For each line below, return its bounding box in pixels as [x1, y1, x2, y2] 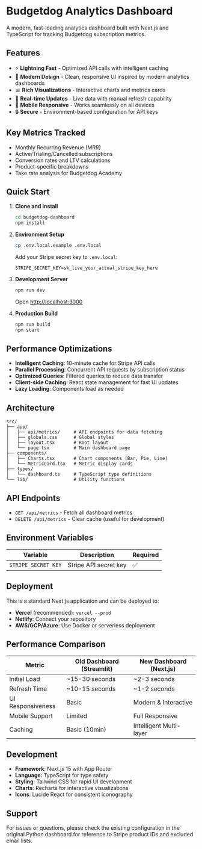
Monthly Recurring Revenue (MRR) [14, 143, 101, 151]
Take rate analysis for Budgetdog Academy [14, 169, 122, 176]
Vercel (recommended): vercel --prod [14, 609, 111, 616]
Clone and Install [14, 203, 58, 210]
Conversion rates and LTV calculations [14, 157, 111, 164]
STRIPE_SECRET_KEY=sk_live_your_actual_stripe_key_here [14, 265, 158, 271]
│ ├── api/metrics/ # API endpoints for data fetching [6, 429, 163, 435]
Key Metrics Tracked [6, 128, 86, 138]
